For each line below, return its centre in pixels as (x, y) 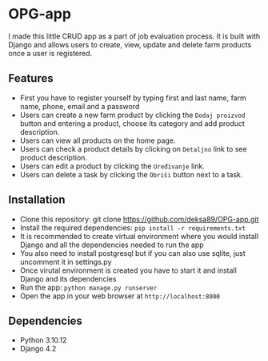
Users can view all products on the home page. (98, 140)
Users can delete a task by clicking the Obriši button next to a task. (131, 174)
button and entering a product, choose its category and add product (132, 123)
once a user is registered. (50, 53)
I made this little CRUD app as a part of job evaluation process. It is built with (134, 36)
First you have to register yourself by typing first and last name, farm (133, 98)
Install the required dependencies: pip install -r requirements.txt (133, 227)
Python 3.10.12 (43, 340)
